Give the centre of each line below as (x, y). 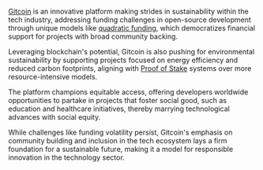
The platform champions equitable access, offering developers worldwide (128, 92)
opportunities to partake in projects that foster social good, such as (118, 100)
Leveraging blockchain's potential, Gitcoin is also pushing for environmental (131, 52)
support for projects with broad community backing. (93, 36)
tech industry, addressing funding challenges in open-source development (130, 20)
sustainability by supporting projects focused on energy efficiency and (123, 60)
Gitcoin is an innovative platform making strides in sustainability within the (128, 11)
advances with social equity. (54, 117)
